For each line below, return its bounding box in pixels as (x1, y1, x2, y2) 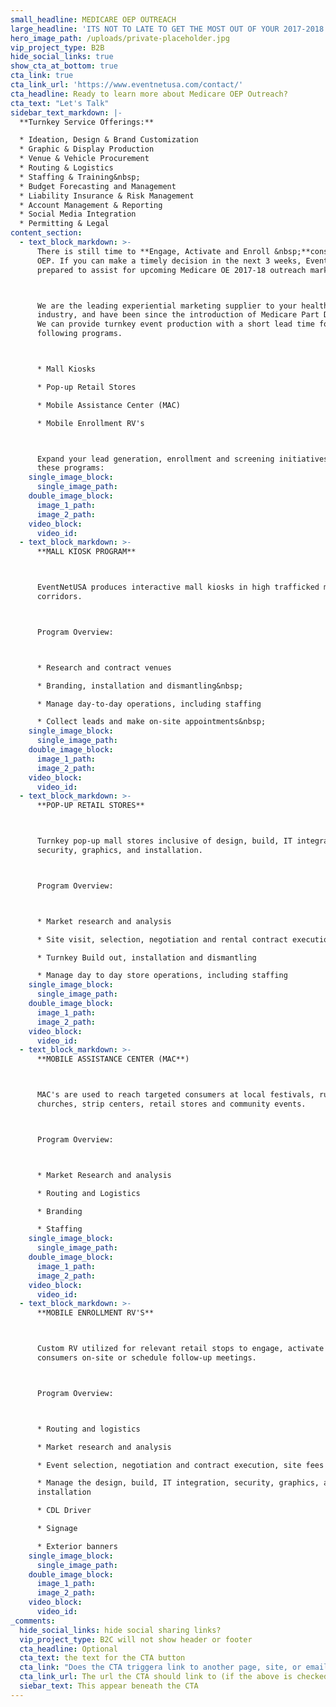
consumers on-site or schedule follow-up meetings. (36, 1353, 257, 1363)
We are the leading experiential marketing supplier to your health (36, 301, 329, 311)
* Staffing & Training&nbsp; (19, 172, 141, 182)
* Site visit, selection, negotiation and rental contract (36, 934, 288, 945)
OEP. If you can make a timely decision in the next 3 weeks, (36, 256, 302, 266)
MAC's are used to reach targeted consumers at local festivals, (36, 1090, 315, 1100)
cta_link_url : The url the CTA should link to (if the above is (19, 1672, 293, 1682)
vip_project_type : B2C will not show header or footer (19, 1634, 253, 1645)
